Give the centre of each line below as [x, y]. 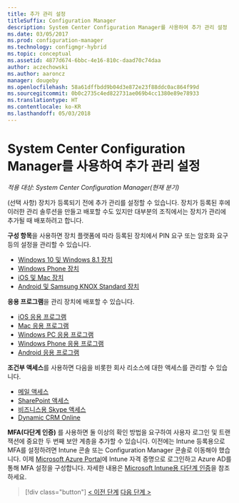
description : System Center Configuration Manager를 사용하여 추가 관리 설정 [117, 27]
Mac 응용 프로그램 [43, 325]
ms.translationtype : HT [43, 101]
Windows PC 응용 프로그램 [56, 334]
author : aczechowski [38, 67]
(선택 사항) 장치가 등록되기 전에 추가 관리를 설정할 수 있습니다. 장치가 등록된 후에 [119, 202]
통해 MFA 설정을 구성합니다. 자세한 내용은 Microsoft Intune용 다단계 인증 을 [112, 467]
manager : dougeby [33, 80]
